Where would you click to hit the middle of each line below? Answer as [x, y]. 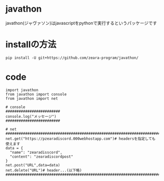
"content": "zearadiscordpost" [42, 157]
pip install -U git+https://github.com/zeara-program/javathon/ [72, 58]
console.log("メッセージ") [31, 116]
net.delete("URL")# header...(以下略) [44, 170]
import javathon [22, 90]
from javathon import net [32, 98]
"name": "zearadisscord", [36, 152]
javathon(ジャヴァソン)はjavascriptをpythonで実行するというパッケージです [81, 23]
